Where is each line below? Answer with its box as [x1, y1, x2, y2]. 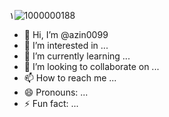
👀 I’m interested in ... [23, 40, 109, 51]
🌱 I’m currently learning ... [23, 50, 131, 62]
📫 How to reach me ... [23, 72, 117, 84]
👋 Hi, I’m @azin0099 [23, 29, 109, 40]
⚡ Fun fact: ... [23, 98, 79, 109]
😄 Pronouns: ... [23, 86, 89, 98]
